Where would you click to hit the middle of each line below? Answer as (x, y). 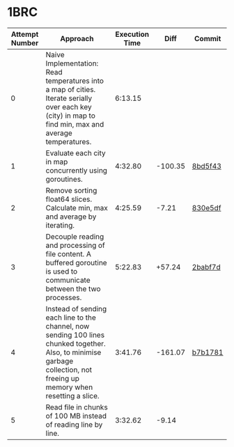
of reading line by (74, 424)
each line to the (71, 317)
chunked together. (76, 343)
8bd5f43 (206, 166)
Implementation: (72, 63)
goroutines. (64, 179)
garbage (60, 361)
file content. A (69, 253)
